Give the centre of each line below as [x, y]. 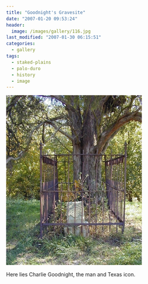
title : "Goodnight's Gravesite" [46, 12]
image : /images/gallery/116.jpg [51, 31]
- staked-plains [31, 62]
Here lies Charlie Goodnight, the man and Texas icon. [71, 275]
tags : [13, 56]
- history [23, 75]
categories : [21, 44]
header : [16, 25]
